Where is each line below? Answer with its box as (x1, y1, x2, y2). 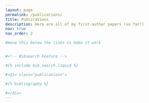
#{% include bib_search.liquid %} (5, 63, 79, 68)
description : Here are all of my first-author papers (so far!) (5, 21, 144, 27)
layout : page (5, 7, 33, 13)
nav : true (5, 26, 26, 31)
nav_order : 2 (5, 31, 33, 36)
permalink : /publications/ (5, 12, 63, 17)
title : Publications (5, 17, 49, 22)
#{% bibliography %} (5, 81, 49, 86)
